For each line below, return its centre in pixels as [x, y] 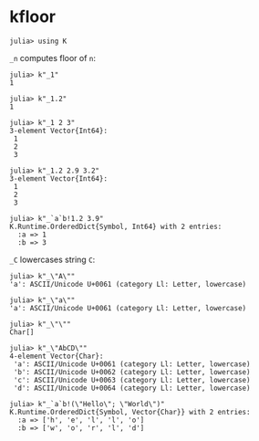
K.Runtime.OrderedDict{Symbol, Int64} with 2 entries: [116, 226]
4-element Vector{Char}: [57, 356]
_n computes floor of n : [53, 58]
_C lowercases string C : [52, 259]
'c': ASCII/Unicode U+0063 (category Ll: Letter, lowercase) [132, 380]
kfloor [33, 17]
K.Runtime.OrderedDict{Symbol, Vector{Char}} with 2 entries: [130, 412]
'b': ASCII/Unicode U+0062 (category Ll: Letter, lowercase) [132, 372]
